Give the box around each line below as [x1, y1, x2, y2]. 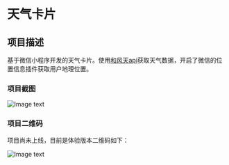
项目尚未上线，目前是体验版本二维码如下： [7, 136, 129, 144]
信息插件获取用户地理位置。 [12, 65, 92, 73]
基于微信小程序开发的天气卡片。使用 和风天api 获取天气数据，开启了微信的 [7, 56, 217, 64]
